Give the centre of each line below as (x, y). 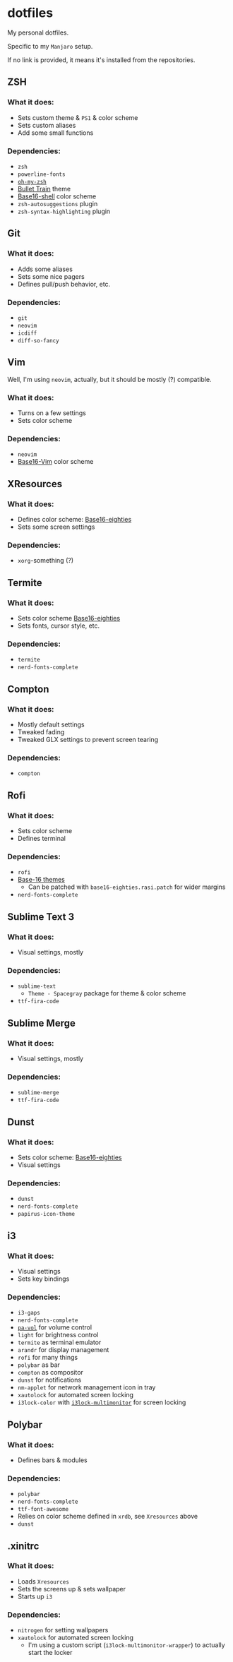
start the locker (50, 1653)
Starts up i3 (35, 1596)
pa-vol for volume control (55, 1327)
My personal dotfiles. (38, 32)
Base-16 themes (41, 880)
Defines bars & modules (52, 1460)
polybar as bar (38, 1365)
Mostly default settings (51, 724)
